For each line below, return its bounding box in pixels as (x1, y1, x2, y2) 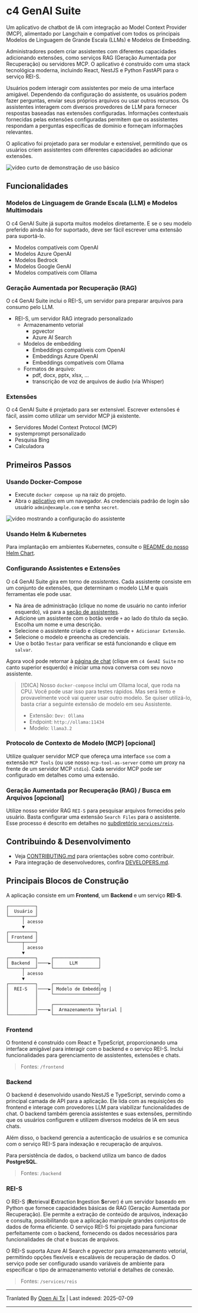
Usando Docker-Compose (6, 478, 82, 486)
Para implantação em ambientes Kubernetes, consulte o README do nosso (6, 543, 189, 551)
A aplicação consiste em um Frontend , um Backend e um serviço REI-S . (6, 892, 183, 899)
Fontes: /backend (20, 1170, 62, 1177)
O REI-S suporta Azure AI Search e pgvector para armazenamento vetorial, (6, 1247, 188, 1254)
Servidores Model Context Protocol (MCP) (14, 424, 117, 431)
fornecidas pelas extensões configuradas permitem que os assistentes (6, 115, 179, 123)
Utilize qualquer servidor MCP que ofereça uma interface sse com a (6, 752, 171, 760)
